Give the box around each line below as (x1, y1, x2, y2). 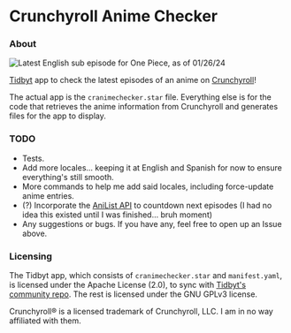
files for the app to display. (9, 110, 106, 121)
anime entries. (21, 190, 75, 201)
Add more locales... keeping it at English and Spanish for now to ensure (21, 162, 283, 173)
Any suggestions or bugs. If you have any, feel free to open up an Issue (21, 218, 282, 229)
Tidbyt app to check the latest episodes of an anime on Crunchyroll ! (9, 75, 257, 86)
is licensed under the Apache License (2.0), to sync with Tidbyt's (9, 280, 246, 291)
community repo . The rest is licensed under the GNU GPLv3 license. (9, 289, 258, 299)
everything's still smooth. (21, 171, 115, 182)
